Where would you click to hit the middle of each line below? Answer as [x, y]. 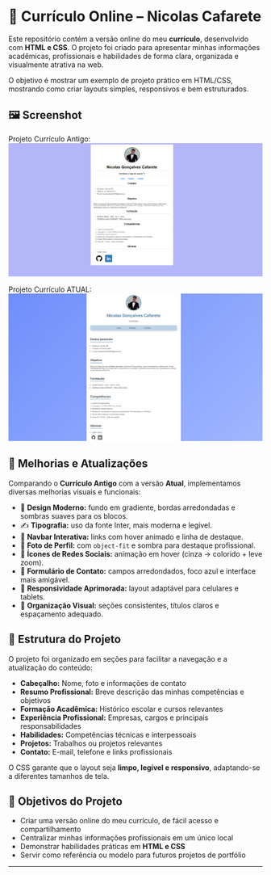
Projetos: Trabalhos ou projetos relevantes [91, 743]
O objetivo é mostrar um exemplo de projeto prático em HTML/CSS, [121, 80]
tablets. [33, 596]
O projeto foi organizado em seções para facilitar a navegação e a [118, 658]
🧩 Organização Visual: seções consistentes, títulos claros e [119, 605]
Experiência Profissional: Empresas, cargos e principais [114, 717]
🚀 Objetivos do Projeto [65, 801]
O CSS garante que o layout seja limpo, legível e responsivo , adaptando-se [134, 768]
